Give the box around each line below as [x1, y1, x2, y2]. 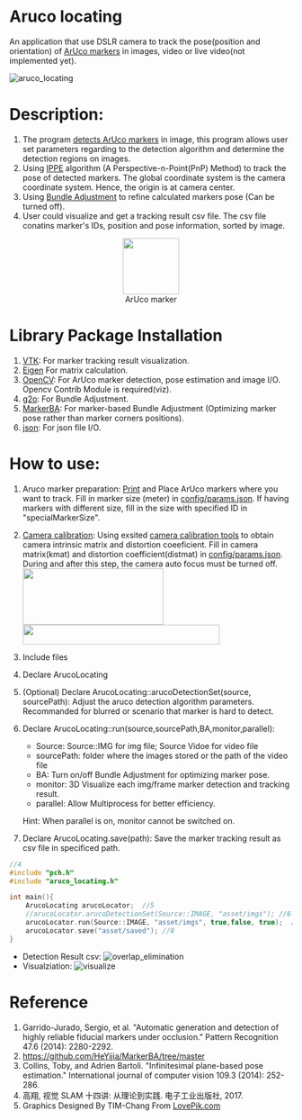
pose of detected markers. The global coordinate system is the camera [22, 172, 286, 183]
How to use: [9, 454, 101, 474]
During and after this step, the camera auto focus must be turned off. [22, 558, 278, 569]
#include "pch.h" [9, 868, 75, 877]
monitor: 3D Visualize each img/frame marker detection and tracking [35, 779, 290, 790]
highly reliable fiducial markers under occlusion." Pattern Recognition [22, 1031, 279, 1042]
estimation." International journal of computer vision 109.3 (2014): [22, 1070, 265, 1080]
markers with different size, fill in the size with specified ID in [22, 502, 248, 513]
